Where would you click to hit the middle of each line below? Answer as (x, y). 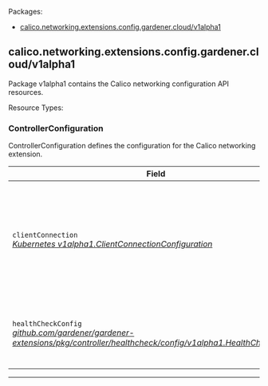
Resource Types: (36, 108)
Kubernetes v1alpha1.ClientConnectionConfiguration (112, 244)
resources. (26, 92)
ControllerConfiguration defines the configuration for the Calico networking (132, 146)
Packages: (26, 12)
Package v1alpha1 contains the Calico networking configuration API (119, 84)
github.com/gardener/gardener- (73, 333)
